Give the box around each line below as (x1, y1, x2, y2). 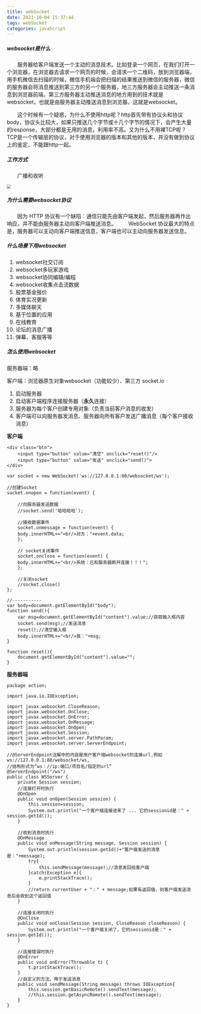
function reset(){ (7, 649, 52, 655)
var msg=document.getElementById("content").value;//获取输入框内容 (17, 614, 185, 620)
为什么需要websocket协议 (7, 196, 72, 204)
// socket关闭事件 (17, 547, 60, 554)
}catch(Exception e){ (28, 870, 82, 876)
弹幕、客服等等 (15, 333, 52, 340)
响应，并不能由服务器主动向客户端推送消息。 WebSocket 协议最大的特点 (7, 220, 195, 227)
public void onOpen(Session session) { (17, 796, 117, 802)
